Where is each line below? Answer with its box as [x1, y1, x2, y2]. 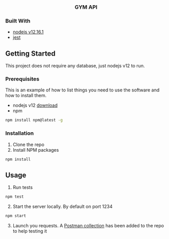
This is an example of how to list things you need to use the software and [5, 87, 160, 93]
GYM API [74, 4, 98, 11]
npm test [5, 194, 24, 200]
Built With [5, 17, 31, 24]
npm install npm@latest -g [5, 117, 63, 123]
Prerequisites [5, 75, 39, 82]
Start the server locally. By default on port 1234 [12, 203, 113, 210]
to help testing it [12, 228, 47, 234]
